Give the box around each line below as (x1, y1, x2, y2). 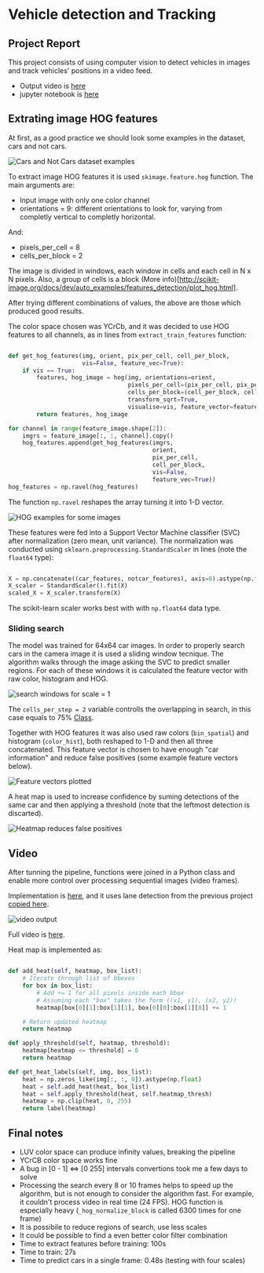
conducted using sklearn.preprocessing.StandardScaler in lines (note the (8, 544, 247, 554)
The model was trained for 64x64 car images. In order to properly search (8, 641, 245, 650)
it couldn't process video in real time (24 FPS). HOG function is (19, 1197, 224, 1206)
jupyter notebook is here (19, 90, 100, 99)
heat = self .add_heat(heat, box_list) (22, 1082, 149, 1091)
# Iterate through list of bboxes (22, 975, 135, 982)
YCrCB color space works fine (19, 1155, 118, 1165)
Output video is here (19, 81, 86, 90)
